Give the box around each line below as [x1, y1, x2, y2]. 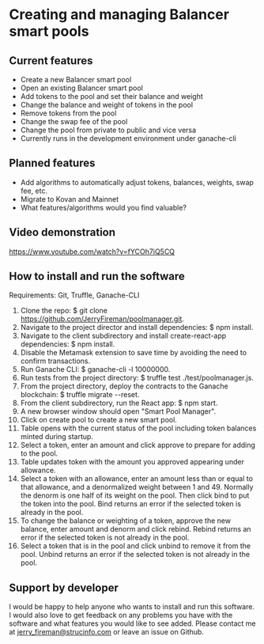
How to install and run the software [9, 270, 185, 283]
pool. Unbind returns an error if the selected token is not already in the [20, 550, 251, 559]
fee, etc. [20, 186, 48, 195]
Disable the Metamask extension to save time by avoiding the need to [20, 348, 247, 358]
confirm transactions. [20, 356, 91, 366]
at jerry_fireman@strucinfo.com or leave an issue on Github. [9, 627, 205, 637]
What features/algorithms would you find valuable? [20, 203, 187, 212]
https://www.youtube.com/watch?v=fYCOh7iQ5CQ [9, 247, 175, 256]
